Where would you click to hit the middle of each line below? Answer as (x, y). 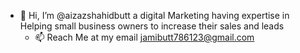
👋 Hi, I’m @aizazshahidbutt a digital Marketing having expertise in (154, 15)
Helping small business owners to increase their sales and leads (152, 26)
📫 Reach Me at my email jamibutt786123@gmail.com (144, 37)
